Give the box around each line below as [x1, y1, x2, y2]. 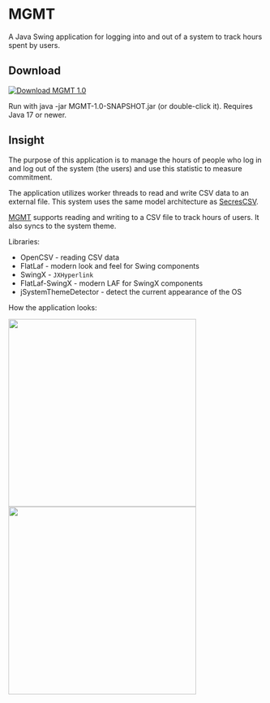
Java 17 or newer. [8, 110, 67, 119]
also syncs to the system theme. [8, 221, 117, 231]
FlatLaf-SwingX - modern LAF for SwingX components [19, 278, 204, 288]
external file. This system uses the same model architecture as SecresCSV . [8, 196, 259, 206]
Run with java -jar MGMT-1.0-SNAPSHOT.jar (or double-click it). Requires [8, 101, 253, 110]
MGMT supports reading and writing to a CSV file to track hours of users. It [8, 212, 259, 222]
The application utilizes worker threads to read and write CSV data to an [8, 188, 250, 197]
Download [8, 64, 61, 78]
